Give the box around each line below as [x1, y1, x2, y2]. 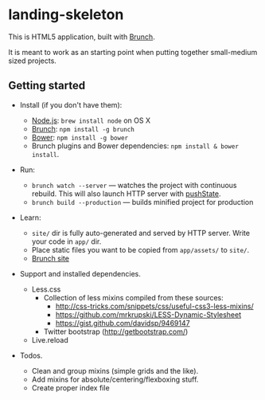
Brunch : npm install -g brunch [31, 124, 135, 133]
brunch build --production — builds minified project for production [31, 197, 254, 206]
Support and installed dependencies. [19, 269, 141, 278]
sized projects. [8, 56, 57, 65]
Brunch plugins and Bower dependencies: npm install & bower [31, 141, 239, 151]
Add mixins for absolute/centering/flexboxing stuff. [31, 375, 199, 384]
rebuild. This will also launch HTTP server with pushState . [31, 189, 221, 198]
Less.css [31, 284, 61, 294]
